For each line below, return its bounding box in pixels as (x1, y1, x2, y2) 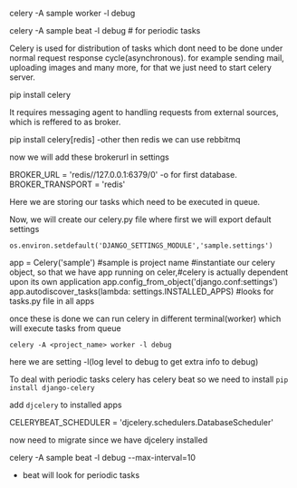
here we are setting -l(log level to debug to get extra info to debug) (9, 356, 259, 366)
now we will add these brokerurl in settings (9, 151, 169, 162)
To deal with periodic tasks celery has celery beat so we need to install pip (9, 374, 289, 385)
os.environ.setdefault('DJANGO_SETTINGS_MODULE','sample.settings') (9, 241, 273, 250)
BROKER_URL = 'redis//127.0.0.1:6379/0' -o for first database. (9, 170, 237, 180)
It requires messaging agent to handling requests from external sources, (9, 107, 279, 117)
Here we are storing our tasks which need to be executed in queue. (9, 197, 261, 207)
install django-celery (9, 384, 95, 393)
